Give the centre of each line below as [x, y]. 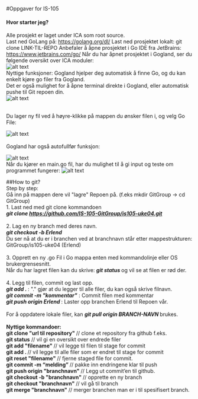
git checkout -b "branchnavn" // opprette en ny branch [74, 377]
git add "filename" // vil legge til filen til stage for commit [76, 346]
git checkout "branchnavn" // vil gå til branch [62, 384]
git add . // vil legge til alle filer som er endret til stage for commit [85, 352]
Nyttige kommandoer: [34, 327]
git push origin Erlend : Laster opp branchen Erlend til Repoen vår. [87, 302]
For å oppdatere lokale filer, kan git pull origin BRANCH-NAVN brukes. [92, 314]
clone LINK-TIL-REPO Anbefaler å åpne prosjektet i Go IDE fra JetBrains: [94, 48]
